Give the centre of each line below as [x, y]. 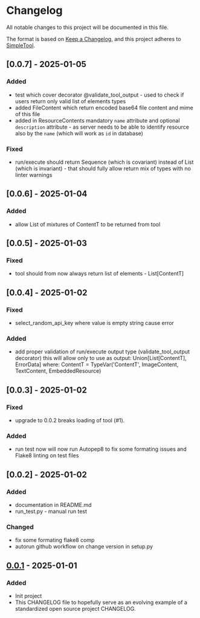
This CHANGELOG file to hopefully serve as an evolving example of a [101, 602]
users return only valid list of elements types [70, 101]
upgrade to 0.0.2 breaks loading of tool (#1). [70, 420]
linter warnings [34, 175]
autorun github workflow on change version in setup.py [84, 547]
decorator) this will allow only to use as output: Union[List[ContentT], [101, 358]
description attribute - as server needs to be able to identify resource [102, 127]
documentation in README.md [53, 504]
